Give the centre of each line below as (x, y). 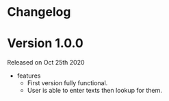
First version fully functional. (67, 83)
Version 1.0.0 (45, 44)
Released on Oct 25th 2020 (46, 63)
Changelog (39, 12)
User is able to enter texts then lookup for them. (94, 91)
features (29, 76)
